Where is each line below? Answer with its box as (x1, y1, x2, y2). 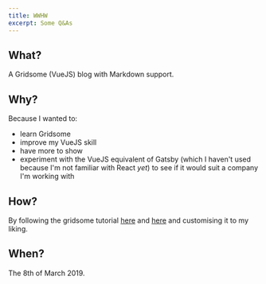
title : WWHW (8, 11, 48, 20)
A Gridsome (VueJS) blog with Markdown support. (8, 69, 174, 80)
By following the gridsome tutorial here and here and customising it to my (8, 216, 249, 225)
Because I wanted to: (8, 114, 78, 123)
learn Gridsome (19, 129, 72, 139)
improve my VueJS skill (19, 138, 97, 147)
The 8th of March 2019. (8, 268, 85, 278)
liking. (8, 224, 28, 233)
